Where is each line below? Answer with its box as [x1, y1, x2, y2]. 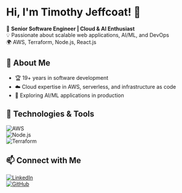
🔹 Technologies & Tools [6, 109, 95, 119]
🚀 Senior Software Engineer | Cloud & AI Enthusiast [6, 25, 135, 32]
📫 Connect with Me [6, 155, 81, 166]
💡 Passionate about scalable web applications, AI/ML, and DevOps [6, 31, 170, 38]
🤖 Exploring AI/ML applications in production [14, 92, 124, 99]
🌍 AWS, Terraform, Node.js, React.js [6, 38, 97, 45]
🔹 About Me [6, 58, 51, 68]
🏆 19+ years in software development [14, 74, 109, 81]
